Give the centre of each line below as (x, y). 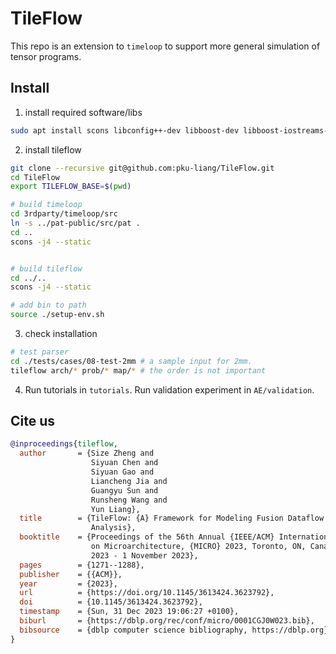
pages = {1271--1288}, (82, 565)
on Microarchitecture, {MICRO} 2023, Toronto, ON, (198, 547)
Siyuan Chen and (124, 463)
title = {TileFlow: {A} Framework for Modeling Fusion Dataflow (172, 518)
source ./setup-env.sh (57, 315)
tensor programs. (46, 56)
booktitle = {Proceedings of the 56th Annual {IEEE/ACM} (147, 537)
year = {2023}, (68, 583)
